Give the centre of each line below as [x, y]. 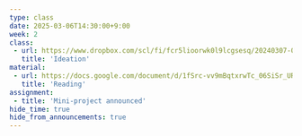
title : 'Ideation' [56, 59]
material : [28, 68]
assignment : [31, 92]
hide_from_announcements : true [68, 117]
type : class [31, 17]
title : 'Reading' [54, 84]
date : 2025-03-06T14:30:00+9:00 [70, 26]
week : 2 [24, 34]
